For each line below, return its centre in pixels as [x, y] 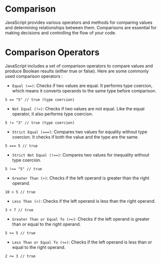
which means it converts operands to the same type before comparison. [84, 90]
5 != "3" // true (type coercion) [40, 123]
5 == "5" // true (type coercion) [40, 100]
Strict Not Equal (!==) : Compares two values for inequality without [80, 155]
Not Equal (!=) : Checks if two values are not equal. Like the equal [78, 108]
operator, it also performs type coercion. [52, 114]
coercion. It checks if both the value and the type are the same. [75, 137]
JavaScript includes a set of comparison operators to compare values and [79, 66]
